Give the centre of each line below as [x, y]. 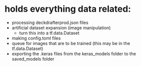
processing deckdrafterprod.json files [50, 22]
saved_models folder [33, 59]
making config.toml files [36, 38]
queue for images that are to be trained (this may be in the [71, 43]
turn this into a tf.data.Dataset [49, 33]
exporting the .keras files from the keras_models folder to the [74, 54]
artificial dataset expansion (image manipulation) [61, 27]
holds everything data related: [68, 9]
